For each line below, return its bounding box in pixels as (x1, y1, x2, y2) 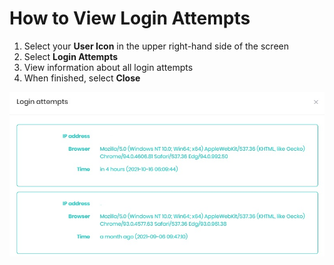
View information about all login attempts (23, 61, 194, 73)
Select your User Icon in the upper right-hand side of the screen (23, 40, 289, 52)
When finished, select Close (23, 72, 141, 84)
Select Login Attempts (23, 50, 119, 62)
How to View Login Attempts (9, 7, 251, 30)
